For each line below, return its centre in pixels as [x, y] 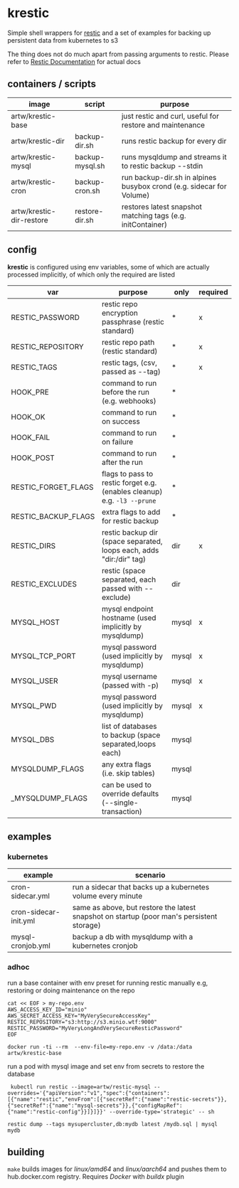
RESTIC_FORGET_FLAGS [52, 487]
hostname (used [129, 618]
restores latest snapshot [162, 206]
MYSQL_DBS [33, 739]
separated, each [129, 579]
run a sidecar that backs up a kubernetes [141, 887]
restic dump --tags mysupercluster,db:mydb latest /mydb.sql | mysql [113, 1124]
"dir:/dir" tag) [124, 559]
